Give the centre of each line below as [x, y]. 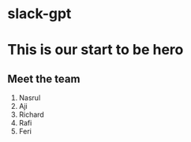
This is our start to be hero [95, 50]
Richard [31, 114]
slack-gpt [39, 14]
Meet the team [44, 78]
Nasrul [30, 98]
